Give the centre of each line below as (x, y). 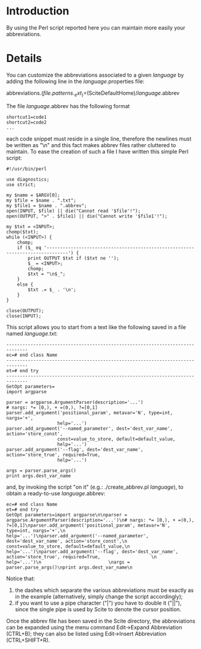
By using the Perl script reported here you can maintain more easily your (96, 28)
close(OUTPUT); (25, 310)
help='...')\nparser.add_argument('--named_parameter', (77, 536)
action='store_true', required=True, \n (82, 557)
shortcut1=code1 (26, 117)
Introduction (38, 11)
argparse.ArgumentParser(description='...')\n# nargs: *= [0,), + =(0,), (100, 520)
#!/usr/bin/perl (26, 169)
